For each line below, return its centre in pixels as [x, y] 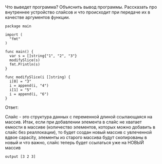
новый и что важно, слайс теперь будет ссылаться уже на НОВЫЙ [75, 142]
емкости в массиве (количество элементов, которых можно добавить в [80, 127]
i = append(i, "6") [29, 94]
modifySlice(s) [25, 60]
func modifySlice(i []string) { [38, 77]
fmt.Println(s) [25, 65]
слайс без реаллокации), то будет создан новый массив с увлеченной [79, 132]
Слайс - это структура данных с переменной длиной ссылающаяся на [79, 117]
